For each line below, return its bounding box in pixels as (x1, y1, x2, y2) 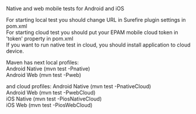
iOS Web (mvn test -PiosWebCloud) (6, 102, 93, 108)
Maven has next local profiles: (6, 59, 79, 66)
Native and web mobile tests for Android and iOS (6, 5, 125, 12)
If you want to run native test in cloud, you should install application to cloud (6, 41, 191, 48)
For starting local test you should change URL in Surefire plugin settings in (6, 16, 187, 23)
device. (6, 48, 24, 55)
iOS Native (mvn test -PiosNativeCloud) (6, 95, 102, 102)
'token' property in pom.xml (6, 35, 74, 42)
